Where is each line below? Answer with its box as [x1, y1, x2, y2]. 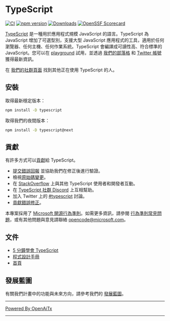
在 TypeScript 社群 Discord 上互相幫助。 [12, 187, 97, 193]
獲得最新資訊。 [5, 56, 36, 62]
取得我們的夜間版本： [5, 117, 50, 124]
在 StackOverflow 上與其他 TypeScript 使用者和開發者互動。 [12, 181, 138, 187]
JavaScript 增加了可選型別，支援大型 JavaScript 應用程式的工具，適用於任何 [5, 37, 164, 43]
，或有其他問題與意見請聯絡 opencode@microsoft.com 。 [10, 217, 129, 223]
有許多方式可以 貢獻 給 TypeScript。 [5, 157, 78, 163]
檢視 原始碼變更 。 [12, 174, 49, 180]
